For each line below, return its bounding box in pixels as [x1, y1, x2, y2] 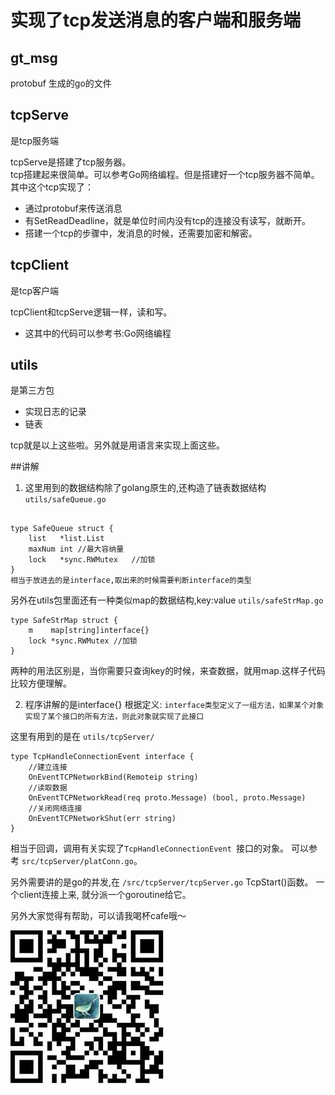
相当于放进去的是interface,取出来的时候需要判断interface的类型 [10, 576, 252, 586]
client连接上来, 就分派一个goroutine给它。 [18, 889, 192, 901]
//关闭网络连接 [28, 804, 83, 814]
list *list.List [28, 534, 105, 544]
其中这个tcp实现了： [10, 181, 95, 193]
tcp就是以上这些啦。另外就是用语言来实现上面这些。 [10, 439, 226, 451]
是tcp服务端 [10, 134, 60, 146]
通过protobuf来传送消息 [24, 202, 123, 214]
